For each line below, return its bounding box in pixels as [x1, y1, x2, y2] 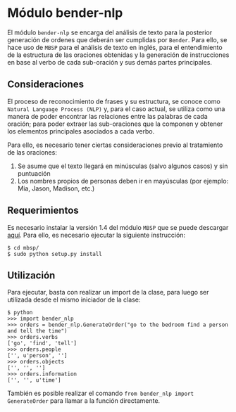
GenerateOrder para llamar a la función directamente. [7, 397, 161, 405]
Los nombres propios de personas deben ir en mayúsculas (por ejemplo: [17, 176, 229, 185]
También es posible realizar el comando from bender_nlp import [7, 389, 194, 398]
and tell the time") [7, 328, 68, 335]
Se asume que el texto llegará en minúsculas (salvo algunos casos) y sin [17, 162, 228, 170]
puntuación [17, 169, 51, 177]
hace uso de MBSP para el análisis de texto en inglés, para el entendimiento [7, 43, 223, 51]
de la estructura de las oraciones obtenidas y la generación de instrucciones [7, 51, 230, 59]
